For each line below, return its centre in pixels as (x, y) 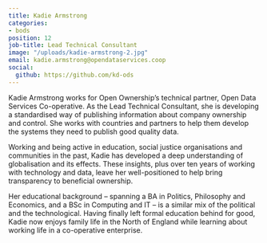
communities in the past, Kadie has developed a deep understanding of (126, 155)
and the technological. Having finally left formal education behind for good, (132, 213)
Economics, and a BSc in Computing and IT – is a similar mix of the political (132, 205)
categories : (28, 23)
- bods (19, 30)
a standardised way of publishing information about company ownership (128, 114)
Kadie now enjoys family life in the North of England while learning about (128, 221)
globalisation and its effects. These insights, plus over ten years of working (132, 163)
